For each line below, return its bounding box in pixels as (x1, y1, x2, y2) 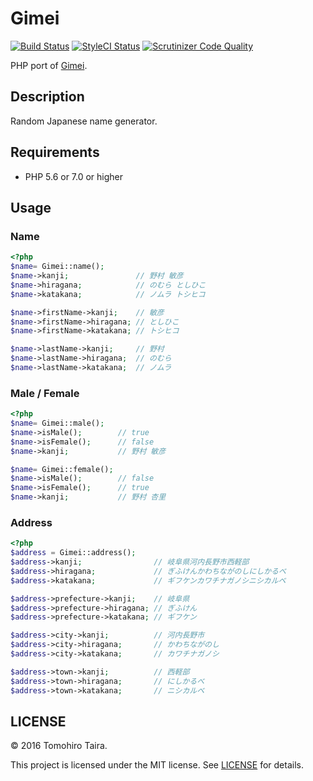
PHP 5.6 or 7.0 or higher (24, 170, 124, 182)
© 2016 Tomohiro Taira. (10, 740, 108, 752)
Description (10, 88, 85, 106)
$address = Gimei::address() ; (10, 548, 137, 558)
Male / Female (10, 386, 80, 400)
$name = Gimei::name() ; (10, 262, 105, 272)
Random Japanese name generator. (10, 115, 158, 127)
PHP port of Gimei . (10, 59, 88, 71)
